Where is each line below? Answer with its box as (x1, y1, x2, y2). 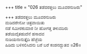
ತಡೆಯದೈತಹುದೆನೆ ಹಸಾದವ (5, 31, 45, 37)
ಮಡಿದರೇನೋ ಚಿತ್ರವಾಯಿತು (5, 20, 45, 25)
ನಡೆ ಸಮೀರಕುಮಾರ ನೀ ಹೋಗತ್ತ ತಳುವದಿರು (5, 25, 69, 31)
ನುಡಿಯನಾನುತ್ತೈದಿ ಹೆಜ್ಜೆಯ (5, 37, 43, 42)
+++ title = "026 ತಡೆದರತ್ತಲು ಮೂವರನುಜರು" (5, 4, 83, 10)
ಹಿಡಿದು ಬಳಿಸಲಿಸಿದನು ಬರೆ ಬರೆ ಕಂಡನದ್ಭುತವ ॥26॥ (5, 42, 81, 48)
